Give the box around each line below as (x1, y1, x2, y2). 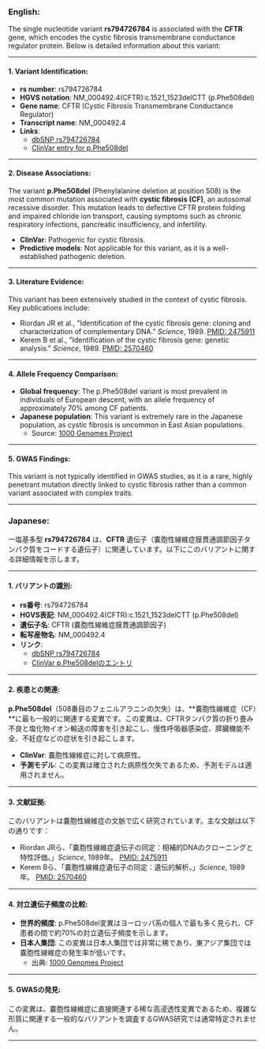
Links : (19, 126, 41, 136)
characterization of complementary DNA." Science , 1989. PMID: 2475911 (19, 326, 256, 336)
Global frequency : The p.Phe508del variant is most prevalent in (19, 386, 227, 397)
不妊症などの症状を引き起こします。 (21, 734, 140, 743)
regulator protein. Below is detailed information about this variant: (8, 41, 221, 51)
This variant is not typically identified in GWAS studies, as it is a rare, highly (8, 472, 253, 481)
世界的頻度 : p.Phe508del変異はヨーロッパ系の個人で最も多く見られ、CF (19, 919, 255, 928)
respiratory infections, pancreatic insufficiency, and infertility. (8, 220, 207, 229)
